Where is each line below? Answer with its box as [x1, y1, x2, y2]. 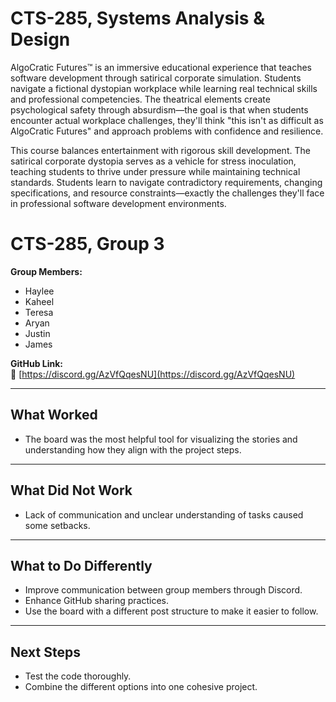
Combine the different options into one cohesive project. [24, 681, 258, 693]
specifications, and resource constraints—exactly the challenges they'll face [10, 187, 325, 199]
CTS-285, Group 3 [10, 233, 165, 256]
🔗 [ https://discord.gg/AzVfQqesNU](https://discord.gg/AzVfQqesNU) [10, 368, 296, 380]
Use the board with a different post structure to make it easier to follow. [24, 605, 319, 617]
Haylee [24, 285, 55, 297]
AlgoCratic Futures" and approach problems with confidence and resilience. [10, 125, 324, 137]
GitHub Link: [10, 357, 63, 369]
